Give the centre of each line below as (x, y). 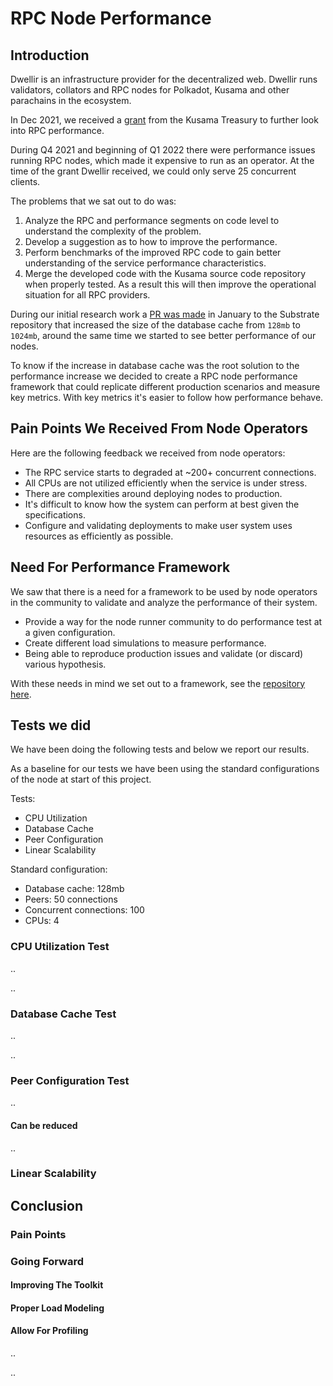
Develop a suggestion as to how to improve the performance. (151, 241)
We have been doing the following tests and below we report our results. (160, 749)
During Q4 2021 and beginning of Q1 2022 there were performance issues (163, 150)
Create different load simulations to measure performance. (145, 643)
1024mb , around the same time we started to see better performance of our (163, 335)
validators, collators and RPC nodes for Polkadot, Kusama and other (150, 90)
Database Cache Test (63, 1014)
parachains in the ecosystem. (71, 100)
